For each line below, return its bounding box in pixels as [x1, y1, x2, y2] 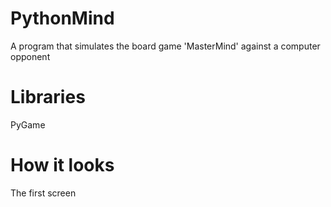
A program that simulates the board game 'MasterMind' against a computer [10, 40, 321, 52]
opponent [10, 50, 51, 62]
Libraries [10, 86, 86, 109]
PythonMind [10, 7, 115, 30]
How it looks [10, 154, 115, 177]
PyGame [10, 118, 46, 131]
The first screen [10, 187, 77, 199]
